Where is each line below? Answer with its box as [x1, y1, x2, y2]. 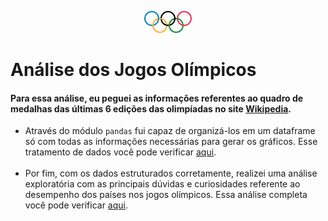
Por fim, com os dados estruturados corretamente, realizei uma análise [24, 167, 318, 180]
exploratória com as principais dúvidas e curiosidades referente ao [24, 178, 301, 190]
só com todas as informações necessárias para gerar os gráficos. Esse [24, 136, 318, 148]
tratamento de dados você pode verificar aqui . [24, 146, 217, 158]
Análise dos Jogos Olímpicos [10, 59, 257, 81]
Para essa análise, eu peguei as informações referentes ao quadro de [10, 92, 304, 104]
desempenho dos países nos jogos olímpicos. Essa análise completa [24, 189, 308, 201]
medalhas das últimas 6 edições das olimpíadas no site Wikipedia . [10, 102, 292, 115]
